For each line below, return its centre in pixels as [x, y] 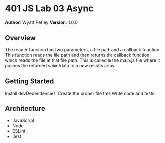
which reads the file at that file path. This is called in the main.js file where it [82, 60]
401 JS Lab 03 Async [49, 9]
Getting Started [29, 81]
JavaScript [23, 120]
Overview [21, 38]
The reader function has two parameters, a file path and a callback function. [83, 49]
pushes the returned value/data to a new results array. [60, 65]
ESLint [19, 131]
